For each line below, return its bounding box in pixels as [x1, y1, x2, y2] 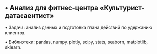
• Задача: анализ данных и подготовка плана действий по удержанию [5, 24, 153, 30]
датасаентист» [5, 12, 54, 20]
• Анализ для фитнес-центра [5, 4, 99, 12]
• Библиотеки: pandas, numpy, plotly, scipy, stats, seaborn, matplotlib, [5, 39, 148, 45]
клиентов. [5, 29, 26, 36]
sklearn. [5, 44, 22, 50]
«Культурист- [99, 4, 145, 12]
